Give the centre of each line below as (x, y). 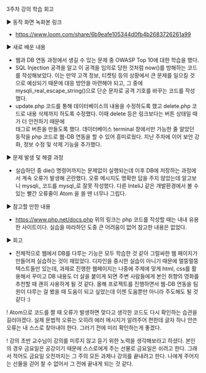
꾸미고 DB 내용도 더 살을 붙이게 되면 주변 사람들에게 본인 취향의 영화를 (115, 276)
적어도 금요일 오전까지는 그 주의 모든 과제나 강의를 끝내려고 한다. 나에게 (97, 356)
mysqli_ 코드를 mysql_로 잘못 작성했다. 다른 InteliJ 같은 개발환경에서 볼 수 (110, 186)
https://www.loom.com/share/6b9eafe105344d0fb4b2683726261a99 (103, 34)
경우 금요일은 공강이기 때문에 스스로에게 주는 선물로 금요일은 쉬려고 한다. (99, 348)
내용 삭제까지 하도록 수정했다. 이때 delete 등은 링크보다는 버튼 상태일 (109, 113)
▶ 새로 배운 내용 (26, 47)
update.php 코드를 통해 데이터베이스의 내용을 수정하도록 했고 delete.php (103, 106)
